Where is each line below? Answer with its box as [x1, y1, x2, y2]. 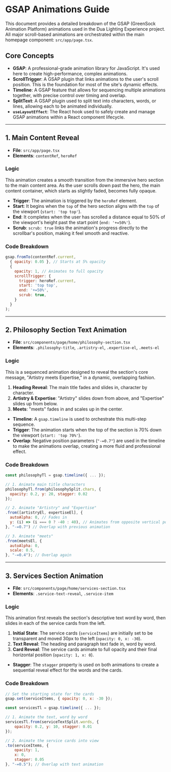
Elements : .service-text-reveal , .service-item [12, 591, 113, 596]
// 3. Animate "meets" [5, 534, 53, 539]
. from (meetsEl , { [5, 538, 42, 543]
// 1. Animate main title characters [5, 481, 85, 487]
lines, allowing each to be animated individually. [12, 103, 113, 109]
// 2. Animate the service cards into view [5, 738, 99, 743]
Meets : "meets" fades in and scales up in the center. [12, 406, 123, 412]
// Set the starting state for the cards [5, 691, 95, 696]
